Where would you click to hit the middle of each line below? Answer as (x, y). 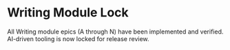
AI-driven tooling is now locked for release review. (78, 38)
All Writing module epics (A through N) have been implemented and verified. (115, 32)
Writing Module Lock (68, 13)
